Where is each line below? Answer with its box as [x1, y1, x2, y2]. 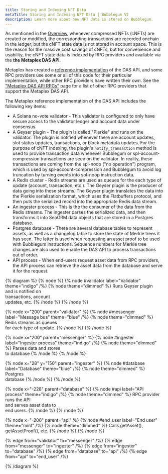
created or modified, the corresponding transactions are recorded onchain [5, 36, 159, 42]
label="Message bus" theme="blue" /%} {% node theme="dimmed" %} [5, 314, 153, 320]
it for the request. [12, 268, 49, 274]
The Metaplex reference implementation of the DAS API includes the [5, 98, 146, 104]
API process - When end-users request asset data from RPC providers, [12, 257, 159, 263]
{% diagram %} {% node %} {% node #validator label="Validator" [5, 277, 141, 284]
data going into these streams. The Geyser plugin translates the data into [12, 188, 163, 194]
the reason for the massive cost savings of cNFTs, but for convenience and [5, 46, 160, 53]
